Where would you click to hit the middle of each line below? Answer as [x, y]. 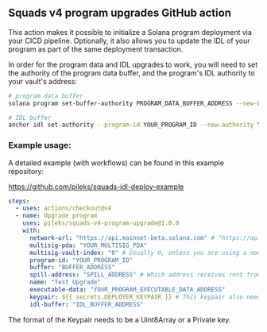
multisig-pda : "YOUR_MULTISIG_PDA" [88, 245]
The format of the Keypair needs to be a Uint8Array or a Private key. [120, 319]
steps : [19, 201]
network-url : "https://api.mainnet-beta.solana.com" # [122, 237]
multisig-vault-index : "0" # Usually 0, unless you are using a [138, 253]
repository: [26, 171]
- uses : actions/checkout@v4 [64, 208]
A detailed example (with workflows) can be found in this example [116, 163]
